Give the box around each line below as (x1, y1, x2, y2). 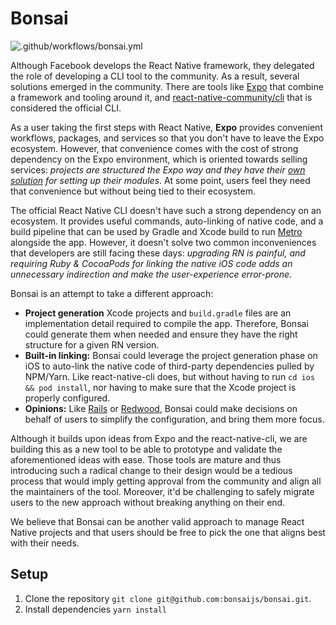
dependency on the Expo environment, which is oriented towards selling (10, 153, 308, 165)
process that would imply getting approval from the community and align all (10, 475, 322, 487)
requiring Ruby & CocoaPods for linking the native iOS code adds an (10, 257, 293, 269)
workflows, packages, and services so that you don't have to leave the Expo (10, 132, 325, 144)
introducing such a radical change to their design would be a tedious (10, 464, 293, 476)
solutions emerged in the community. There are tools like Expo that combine (10, 80, 324, 92)
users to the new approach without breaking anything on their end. (10, 496, 286, 508)
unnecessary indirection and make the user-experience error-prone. (10, 268, 293, 280)
